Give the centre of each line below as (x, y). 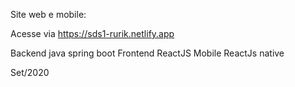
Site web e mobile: (48, 14)
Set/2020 (30, 72)
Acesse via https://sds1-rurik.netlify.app (92, 33)
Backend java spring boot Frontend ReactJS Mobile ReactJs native (147, 53)
